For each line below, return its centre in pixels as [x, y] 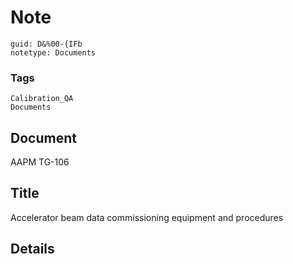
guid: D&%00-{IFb [46, 44]
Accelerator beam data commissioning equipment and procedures [147, 217]
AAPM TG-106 [40, 162]
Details [32, 249]
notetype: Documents [53, 52]
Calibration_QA [42, 99]
